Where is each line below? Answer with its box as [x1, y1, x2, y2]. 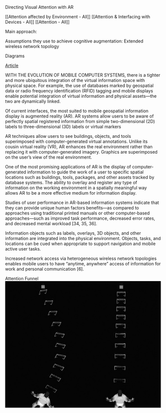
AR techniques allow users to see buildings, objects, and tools [5, 133, 131, 139]
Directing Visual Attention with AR [5, 4, 74, 10]
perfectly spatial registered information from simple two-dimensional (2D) [5, 119, 155, 124]
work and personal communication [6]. [5, 266, 84, 272]
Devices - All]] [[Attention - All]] [5, 19, 70, 25]
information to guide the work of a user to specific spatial [27, 169, 144, 175]
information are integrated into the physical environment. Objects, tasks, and [5, 236, 161, 241]
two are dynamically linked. [5, 98, 61, 104]
